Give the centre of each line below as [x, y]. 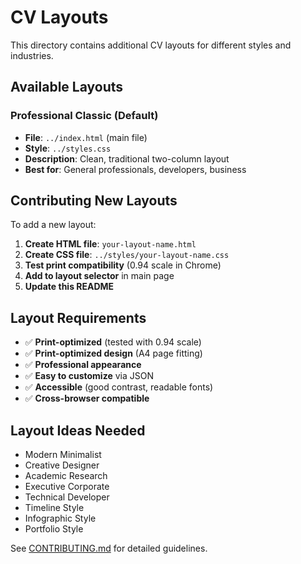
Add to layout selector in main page [99, 276]
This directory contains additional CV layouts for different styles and [151, 45]
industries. [32, 55]
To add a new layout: [53, 225]
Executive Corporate [67, 487]
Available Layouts [67, 87]
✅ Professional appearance [83, 365]
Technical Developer [67, 497]
